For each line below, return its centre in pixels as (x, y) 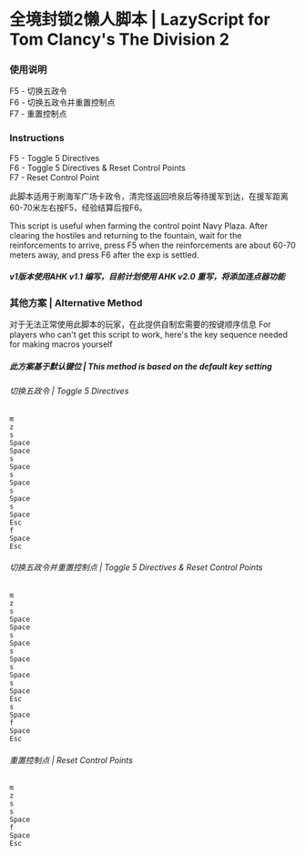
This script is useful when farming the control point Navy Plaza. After (139, 226)
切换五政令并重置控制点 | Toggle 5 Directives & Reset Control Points (136, 567)
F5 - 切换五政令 (38, 91)
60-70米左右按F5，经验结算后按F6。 (78, 208)
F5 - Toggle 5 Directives (55, 158)
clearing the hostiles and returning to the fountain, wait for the (126, 235)
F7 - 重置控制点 (38, 114)
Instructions (37, 138)
